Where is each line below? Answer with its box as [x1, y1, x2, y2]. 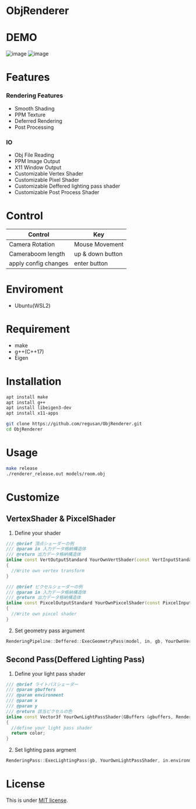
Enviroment [6, 283, 64, 296]
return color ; [11, 730, 45, 736]
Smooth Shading [14, 105, 55, 112]
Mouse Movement [73, 240, 124, 248]
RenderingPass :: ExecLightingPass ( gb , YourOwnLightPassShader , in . [6, 758, 171, 764]
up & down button [73, 250, 123, 258]
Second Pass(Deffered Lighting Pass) [6, 655, 145, 665]
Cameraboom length [9, 250, 65, 258]
